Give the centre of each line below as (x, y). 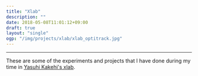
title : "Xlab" (24, 11)
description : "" (26, 17)
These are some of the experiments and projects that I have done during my (98, 61)
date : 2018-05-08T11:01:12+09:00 (47, 22)
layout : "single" (27, 33)
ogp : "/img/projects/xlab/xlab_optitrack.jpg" (64, 39)
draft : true (21, 28)
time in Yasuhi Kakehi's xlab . (41, 67)
